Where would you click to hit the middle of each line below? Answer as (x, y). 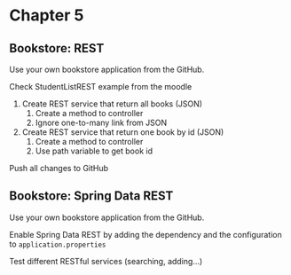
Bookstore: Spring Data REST (91, 196)
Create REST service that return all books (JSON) (112, 104)
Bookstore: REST (57, 48)
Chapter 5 (47, 16)
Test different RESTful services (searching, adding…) (106, 261)
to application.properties (58, 244)
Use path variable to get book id (94, 151)
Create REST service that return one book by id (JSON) (123, 132)
